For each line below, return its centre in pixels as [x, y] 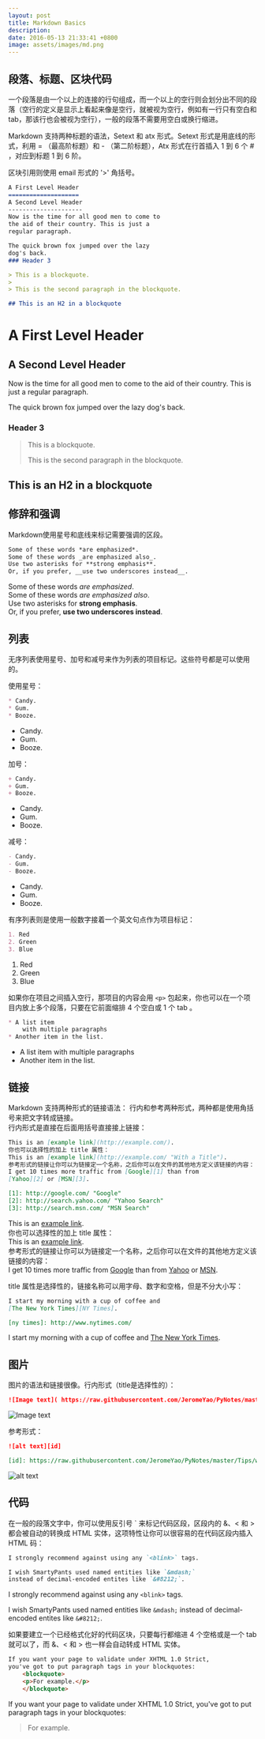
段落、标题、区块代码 [60, 79]
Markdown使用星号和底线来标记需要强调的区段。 [88, 534]
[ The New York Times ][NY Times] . [63, 1308]
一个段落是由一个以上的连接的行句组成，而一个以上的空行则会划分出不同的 [129, 99]
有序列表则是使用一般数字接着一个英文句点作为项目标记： [101, 919]
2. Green [22, 941]
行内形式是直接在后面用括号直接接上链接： [77, 1127]
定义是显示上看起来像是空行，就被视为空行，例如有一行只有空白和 [149, 109]
